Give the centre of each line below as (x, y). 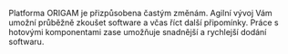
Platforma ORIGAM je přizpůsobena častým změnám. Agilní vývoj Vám (140, 13)
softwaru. (26, 41)
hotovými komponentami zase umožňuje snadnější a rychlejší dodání (138, 32)
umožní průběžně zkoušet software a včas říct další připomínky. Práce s (144, 22)
